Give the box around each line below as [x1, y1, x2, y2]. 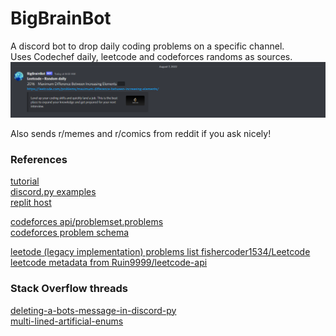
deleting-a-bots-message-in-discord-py [10, 304, 177, 316]
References [10, 152, 68, 166]
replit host [10, 197, 52, 209]
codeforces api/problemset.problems [10, 216, 164, 228]
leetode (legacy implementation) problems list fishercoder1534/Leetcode [10, 246, 311, 258]
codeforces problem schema [10, 227, 130, 239]
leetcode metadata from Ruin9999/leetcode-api [10, 257, 208, 269]
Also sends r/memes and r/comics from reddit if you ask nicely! [10, 128, 272, 140]
